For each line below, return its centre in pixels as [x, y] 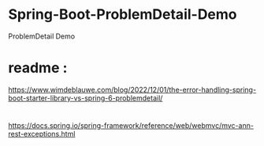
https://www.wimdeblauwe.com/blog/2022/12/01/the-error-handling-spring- [132, 89]
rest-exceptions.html [42, 134]
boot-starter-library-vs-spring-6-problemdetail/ [86, 98]
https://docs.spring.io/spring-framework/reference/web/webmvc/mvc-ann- [131, 126]
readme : [38, 68]
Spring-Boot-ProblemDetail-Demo [123, 15]
